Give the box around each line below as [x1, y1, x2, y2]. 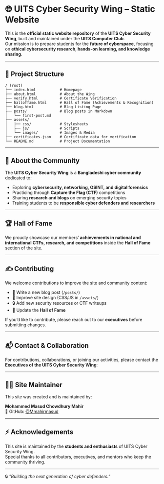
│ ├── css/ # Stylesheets [5, 121, 89, 126]
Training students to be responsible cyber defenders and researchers [12, 200, 155, 206]
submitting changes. [5, 322, 46, 328]
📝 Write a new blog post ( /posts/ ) [12, 290, 81, 295]
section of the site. [5, 245, 43, 251]
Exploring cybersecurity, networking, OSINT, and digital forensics [12, 184, 148, 190]
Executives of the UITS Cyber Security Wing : [5, 362, 98, 368]
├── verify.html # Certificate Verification [5, 96, 117, 101]
